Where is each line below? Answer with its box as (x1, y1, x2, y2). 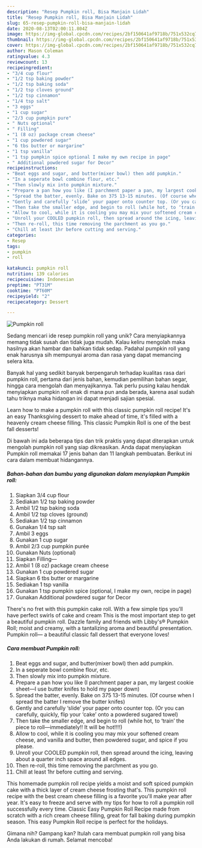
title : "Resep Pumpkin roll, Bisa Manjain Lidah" (7, 14, 134, 20)
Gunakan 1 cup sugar (15, 536, 68, 544)
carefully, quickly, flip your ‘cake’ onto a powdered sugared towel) (15, 711, 179, 718)
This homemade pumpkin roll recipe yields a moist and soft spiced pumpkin (7, 780, 194, 787)
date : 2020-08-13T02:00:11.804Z (7, 25, 88, 32)
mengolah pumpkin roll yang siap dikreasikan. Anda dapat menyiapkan (7, 444, 182, 451)
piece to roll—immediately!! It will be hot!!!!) (15, 724, 123, 731)
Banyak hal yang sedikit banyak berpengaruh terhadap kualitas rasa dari (7, 369, 185, 377)
